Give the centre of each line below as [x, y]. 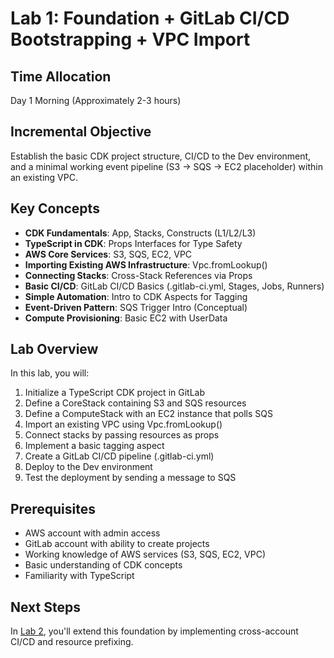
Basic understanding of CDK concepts [103, 565]
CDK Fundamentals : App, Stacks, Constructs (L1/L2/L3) [140, 233]
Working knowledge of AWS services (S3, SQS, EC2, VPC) [145, 554]
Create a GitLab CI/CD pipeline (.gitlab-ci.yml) [119, 456]
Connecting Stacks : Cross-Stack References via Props [138, 275]
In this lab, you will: [50, 373]
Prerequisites [53, 508]
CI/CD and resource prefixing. [72, 642]
